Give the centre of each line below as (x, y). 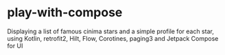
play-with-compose (65, 13)
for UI (15, 45)
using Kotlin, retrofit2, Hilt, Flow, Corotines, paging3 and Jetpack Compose (113, 38)
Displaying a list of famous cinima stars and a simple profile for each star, (110, 31)
